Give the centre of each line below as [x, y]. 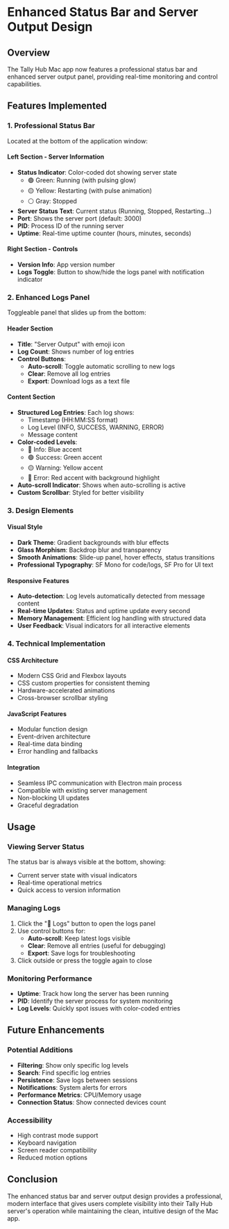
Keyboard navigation [47, 1143]
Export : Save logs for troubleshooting [81, 953]
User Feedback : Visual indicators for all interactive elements [104, 626]
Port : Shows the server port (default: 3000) [79, 218]
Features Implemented [57, 106]
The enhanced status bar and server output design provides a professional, [115, 1196]
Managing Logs [34, 908]
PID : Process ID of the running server [70, 225]
